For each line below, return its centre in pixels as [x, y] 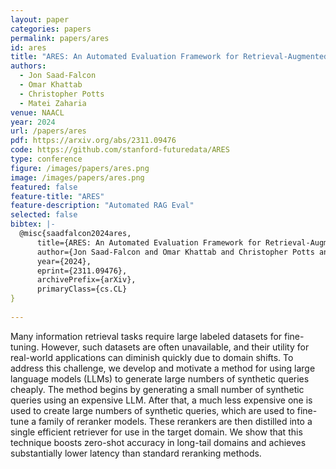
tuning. [25, 347]
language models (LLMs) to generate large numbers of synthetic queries [160, 378]
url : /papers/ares [48, 131]
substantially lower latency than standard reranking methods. [136, 453]
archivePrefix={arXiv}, [86, 280]
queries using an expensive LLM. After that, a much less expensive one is [161, 400]
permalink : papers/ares [60, 38]
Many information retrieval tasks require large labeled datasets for [146, 336]
